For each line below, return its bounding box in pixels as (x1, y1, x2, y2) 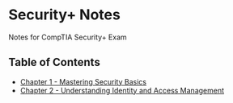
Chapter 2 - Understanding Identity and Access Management (19, 85, 225, 95)
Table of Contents (8, 56, 101, 69)
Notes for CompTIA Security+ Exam (8, 32, 127, 42)
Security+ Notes (8, 6, 121, 24)
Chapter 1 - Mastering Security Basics (19, 76, 147, 86)
